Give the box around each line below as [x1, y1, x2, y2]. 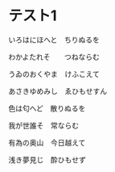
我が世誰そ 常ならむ [8, 120, 79, 130]
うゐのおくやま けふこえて [8, 69, 101, 78]
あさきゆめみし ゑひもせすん [8, 86, 107, 96]
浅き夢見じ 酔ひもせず [8, 154, 86, 165]
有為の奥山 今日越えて [8, 137, 86, 147]
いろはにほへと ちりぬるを [8, 35, 101, 44]
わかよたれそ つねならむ [8, 52, 101, 61]
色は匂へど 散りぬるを [8, 103, 86, 113]
